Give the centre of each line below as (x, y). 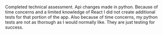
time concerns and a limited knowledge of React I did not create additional (80, 12)
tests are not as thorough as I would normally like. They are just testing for (80, 22)
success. (14, 27)
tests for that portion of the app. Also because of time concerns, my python (81, 17)
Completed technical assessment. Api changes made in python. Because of (81, 7)
